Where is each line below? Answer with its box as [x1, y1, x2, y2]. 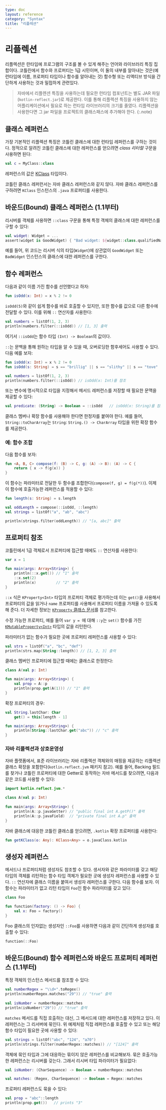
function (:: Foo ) [5, 939, 39, 944]
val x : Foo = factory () [14, 909, 63, 914]
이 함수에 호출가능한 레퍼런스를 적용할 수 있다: [5, 486, 94, 492]
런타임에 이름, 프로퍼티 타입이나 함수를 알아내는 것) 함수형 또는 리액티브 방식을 [5, 74, 156, 80]
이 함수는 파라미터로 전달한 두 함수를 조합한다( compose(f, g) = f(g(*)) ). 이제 [5, 480, 157, 486]
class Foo [5, 895, 26, 900]
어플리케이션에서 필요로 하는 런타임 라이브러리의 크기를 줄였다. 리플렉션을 [17, 102, 159, 109]
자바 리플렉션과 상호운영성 [5, 745, 64, 752]
